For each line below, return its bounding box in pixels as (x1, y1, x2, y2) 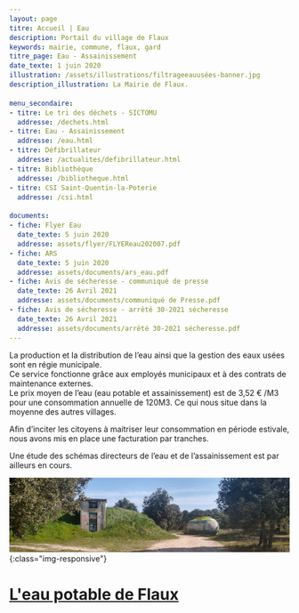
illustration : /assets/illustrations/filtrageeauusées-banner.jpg (9, 71, 261, 80)
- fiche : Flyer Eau (9, 221, 82, 230)
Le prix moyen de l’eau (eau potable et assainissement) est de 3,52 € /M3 (9, 387, 279, 398)
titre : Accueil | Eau (9, 23, 90, 33)
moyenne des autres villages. (9, 406, 117, 417)
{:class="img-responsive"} (9, 553, 108, 564)
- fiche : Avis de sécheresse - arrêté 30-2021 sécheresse (9, 305, 229, 314)
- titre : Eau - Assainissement (9, 127, 125, 136)
